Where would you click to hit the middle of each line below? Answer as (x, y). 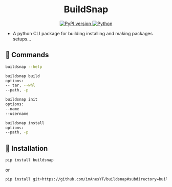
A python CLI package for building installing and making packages (83, 33)
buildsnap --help (24, 67)
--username (17, 113)
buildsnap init (21, 100)
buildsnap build (23, 76)
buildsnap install (25, 123)
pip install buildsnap (29, 160)
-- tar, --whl (20, 85)
